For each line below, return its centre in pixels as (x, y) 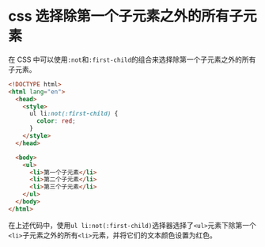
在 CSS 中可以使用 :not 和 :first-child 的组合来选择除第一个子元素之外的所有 (132, 59)
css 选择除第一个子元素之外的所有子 (126, 16)
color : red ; (57, 121)
